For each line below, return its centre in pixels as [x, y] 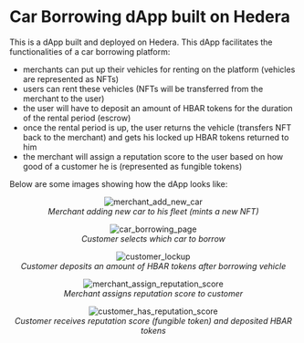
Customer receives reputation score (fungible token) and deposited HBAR [153, 320]
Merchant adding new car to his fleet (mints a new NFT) [153, 211]
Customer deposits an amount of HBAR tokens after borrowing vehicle [153, 265]
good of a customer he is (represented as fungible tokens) [132, 166]
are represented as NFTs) [71, 78]
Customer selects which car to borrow [153, 238]
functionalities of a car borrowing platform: [90, 51]
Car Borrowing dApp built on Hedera [150, 17]
